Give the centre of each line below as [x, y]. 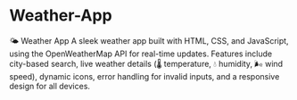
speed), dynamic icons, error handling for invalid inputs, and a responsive [144, 76]
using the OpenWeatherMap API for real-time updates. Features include [141, 54]
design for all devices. [50, 86]
